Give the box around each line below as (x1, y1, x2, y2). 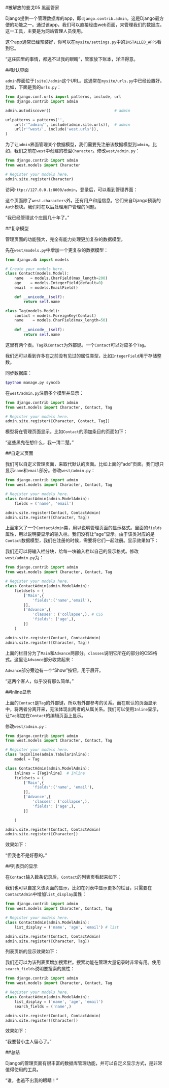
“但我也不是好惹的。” (5, 852, 47, 858)
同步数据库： (5, 370, 32, 376)
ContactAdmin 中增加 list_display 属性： (5, 891, 87, 897)
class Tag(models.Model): (5, 308, 60, 313)
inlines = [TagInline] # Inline (14, 771, 85, 776)
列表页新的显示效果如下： (5, 948, 59, 955)
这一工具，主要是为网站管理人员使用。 (5, 28, 85, 34)
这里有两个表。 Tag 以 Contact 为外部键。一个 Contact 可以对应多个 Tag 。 (5, 342, 149, 348)
